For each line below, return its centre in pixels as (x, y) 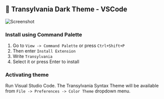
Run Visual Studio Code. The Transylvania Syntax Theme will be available (82, 86)
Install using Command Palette (44, 34)
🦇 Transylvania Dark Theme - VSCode (67, 9)
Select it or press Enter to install (46, 62)
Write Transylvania (32, 57)
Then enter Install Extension (44, 51)
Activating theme (27, 75)
